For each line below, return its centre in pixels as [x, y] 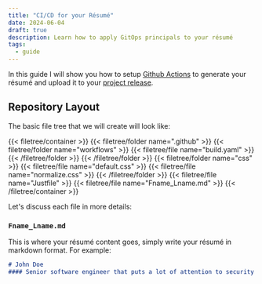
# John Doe [26, 265]
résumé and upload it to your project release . [81, 82]
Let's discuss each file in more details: [70, 206]
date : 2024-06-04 [36, 23]
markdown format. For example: [60, 250]
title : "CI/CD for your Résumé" [61, 15]
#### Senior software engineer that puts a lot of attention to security [131, 271]
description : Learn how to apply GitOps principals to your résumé [121, 37]
